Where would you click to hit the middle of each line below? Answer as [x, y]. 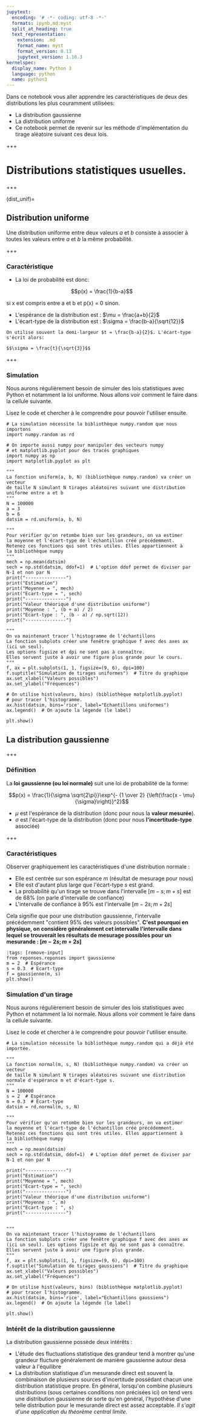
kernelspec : [21, 62]
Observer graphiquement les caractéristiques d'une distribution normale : [98, 867]
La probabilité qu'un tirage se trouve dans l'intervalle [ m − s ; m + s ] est [103, 891]
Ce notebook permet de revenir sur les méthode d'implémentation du [101, 128]
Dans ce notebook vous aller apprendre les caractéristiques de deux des [97, 97]
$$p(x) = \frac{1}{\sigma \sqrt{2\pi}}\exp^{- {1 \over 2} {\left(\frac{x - [95, 795]
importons [19, 430]
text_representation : [39, 35]
